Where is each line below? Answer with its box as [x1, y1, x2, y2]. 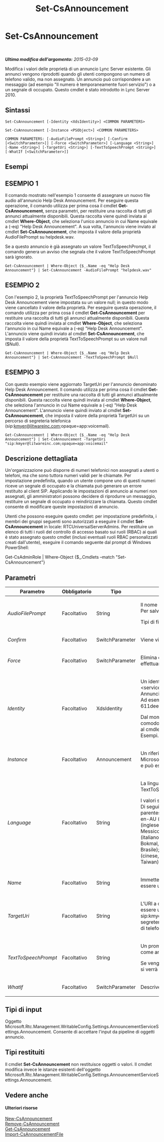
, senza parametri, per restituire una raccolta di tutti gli [42, 208, 152, 214]
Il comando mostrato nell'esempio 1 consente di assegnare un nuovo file [5, 192, 150, 198]
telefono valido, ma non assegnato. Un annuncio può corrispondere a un [5, 76, 151, 82]
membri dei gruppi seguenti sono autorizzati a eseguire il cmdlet [5, 518, 135, 524]
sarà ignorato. [5, 254, 33, 260]
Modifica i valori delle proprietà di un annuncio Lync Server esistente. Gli [5, 66, 151, 72]
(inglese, [140, 822, 161, 829]
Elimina [140, 654, 157, 661]
